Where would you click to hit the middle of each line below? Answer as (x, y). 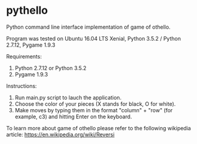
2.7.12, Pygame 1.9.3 (31, 45)
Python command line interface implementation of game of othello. (88, 27)
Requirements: (24, 56)
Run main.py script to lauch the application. (68, 97)
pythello (27, 10)
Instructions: (21, 86)
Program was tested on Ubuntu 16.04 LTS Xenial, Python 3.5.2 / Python (93, 38)
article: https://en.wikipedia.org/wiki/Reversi (60, 134)
